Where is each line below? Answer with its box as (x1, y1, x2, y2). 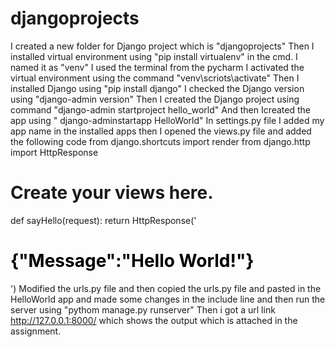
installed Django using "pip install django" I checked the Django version (10, 82, 305, 94)
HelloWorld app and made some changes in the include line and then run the (10, 293, 326, 305)
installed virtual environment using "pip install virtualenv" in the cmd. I (10, 50, 298, 62)
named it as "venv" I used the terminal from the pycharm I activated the (10, 61, 305, 73)
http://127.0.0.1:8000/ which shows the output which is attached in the (10, 314, 298, 326)
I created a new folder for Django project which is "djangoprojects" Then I (10, 40, 315, 52)
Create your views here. (10, 182, 214, 204)
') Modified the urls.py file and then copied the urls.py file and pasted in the (10, 282, 322, 294)
